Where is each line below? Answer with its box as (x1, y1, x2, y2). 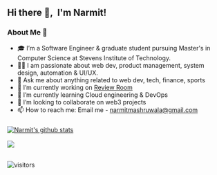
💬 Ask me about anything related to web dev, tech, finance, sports (17, 75, 206, 84)
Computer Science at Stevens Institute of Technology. (17, 53, 171, 62)
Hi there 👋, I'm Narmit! (7, 7, 107, 19)
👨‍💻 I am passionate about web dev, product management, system (17, 61, 205, 69)
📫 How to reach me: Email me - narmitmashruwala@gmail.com (17, 105, 198, 114)
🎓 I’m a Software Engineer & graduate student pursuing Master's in (17, 44, 211, 52)
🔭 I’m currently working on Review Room (17, 83, 133, 91)
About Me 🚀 (7, 28, 48, 37)
